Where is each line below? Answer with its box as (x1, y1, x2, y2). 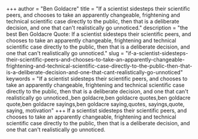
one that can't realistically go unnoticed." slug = (6, 50, 125, 56)
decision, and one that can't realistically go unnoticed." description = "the (6, 24, 188, 31)
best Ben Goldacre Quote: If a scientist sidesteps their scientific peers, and (6, 31, 191, 38)
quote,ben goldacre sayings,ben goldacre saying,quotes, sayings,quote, (6, 101, 185, 107)
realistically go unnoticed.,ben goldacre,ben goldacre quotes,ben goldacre (6, 94, 191, 101)
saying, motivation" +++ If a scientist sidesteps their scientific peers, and (6, 107, 187, 114)
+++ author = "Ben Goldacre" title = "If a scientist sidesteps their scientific (6, 5, 191, 12)
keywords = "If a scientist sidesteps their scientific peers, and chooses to (6, 75, 188, 82)
